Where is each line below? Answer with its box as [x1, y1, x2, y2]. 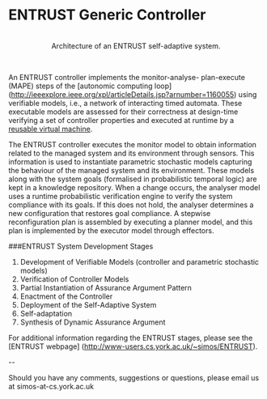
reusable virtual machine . [8, 124, 93, 134]
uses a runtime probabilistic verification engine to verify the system [8, 191, 233, 201]
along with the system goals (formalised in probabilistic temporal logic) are [8, 174, 257, 184]
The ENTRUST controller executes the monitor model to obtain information [8, 139, 257, 149]
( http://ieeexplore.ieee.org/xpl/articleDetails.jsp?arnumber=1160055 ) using [8, 89, 257, 99]
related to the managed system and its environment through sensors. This [8, 148, 255, 158]
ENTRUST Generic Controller [8, 6, 206, 24]
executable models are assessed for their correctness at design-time [8, 107, 239, 117]
